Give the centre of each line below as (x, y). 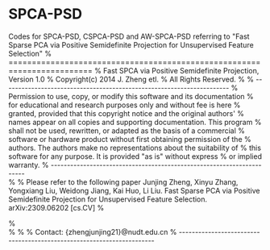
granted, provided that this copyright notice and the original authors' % (126, 113)
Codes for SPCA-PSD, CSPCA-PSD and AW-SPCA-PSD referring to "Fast (129, 36)
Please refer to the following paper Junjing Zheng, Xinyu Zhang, (132, 181)
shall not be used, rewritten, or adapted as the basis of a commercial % (127, 131)
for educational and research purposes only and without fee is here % (125, 105)
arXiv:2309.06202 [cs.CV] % (56, 207)
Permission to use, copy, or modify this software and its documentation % (131, 96)
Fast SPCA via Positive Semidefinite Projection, (181, 70)
